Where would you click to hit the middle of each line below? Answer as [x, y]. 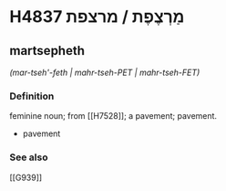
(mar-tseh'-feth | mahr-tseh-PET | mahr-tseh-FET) [105, 72]
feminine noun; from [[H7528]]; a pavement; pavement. [113, 116]
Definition [32, 96]
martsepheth [47, 51]
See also [29, 157]
